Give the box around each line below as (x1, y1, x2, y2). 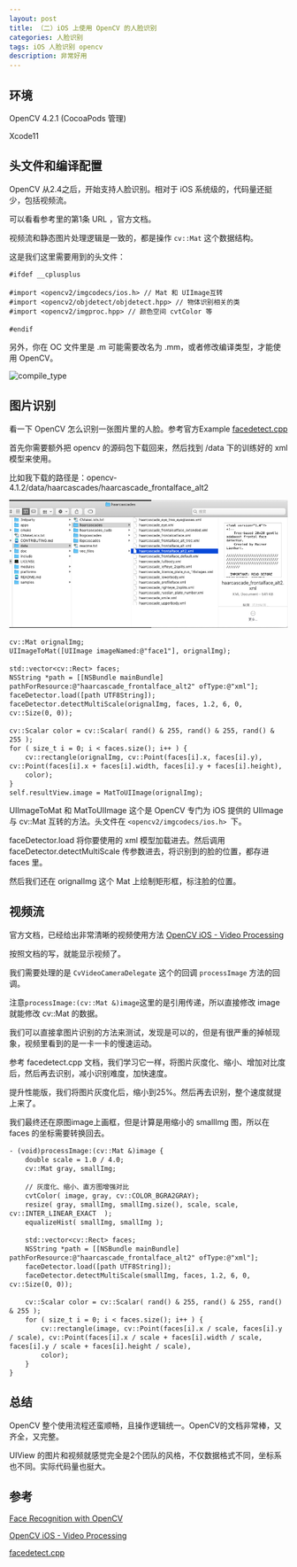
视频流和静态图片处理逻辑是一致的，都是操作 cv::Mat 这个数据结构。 (9, 232, 258, 243)
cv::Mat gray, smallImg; (25, 1164, 117, 1173)
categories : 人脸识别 (9, 33, 84, 42)
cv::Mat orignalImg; (9, 638, 86, 647)
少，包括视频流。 (9, 195, 72, 206)
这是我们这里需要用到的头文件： (9, 251, 126, 261)
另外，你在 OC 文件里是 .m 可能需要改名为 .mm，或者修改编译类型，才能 (9, 341, 274, 352)
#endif (9, 324, 34, 334)
